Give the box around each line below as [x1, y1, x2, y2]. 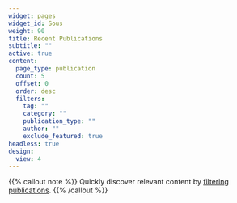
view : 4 [15, 154, 42, 163]
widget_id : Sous [8, 19, 63, 27]
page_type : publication [15, 65, 95, 73]
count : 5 [15, 72, 45, 80]
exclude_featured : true [23, 132, 104, 140]
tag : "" [23, 102, 49, 110]
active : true [8, 49, 53, 57]
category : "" [23, 110, 67, 118]
